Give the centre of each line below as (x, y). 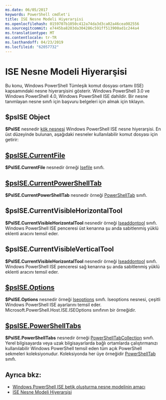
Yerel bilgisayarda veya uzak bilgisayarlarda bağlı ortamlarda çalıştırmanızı (82, 343)
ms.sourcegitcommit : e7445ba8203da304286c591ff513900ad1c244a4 (72, 28)
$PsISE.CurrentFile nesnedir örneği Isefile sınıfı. (55, 167)
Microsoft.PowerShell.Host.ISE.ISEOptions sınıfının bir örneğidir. (71, 310)
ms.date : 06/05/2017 (27, 10)
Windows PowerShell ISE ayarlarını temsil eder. (53, 305)
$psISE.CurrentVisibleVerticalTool (60, 249)
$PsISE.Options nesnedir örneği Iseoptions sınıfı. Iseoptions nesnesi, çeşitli (83, 300)
